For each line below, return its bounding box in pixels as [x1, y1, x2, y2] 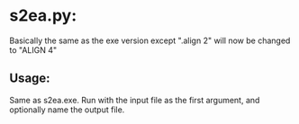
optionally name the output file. [9, 104, 125, 115]
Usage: [9, 71, 51, 86]
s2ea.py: [9, 5, 77, 26]
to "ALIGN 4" [9, 44, 58, 55]
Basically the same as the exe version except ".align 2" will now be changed [9, 35, 291, 46]
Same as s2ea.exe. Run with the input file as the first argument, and [9, 94, 260, 105]
